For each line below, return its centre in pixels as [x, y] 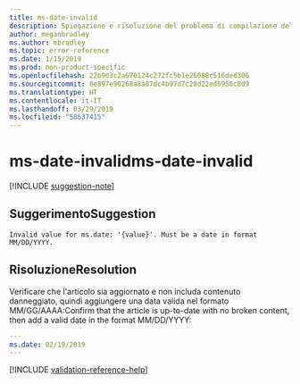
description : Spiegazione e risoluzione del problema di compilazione [143, 26]
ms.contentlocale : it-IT [55, 100]
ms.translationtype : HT [54, 92]
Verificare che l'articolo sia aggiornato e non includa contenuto [125, 291]
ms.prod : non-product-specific [67, 68]
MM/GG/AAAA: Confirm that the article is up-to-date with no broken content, [150, 310]
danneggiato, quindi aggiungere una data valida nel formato [119, 301]
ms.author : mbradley [48, 42]
